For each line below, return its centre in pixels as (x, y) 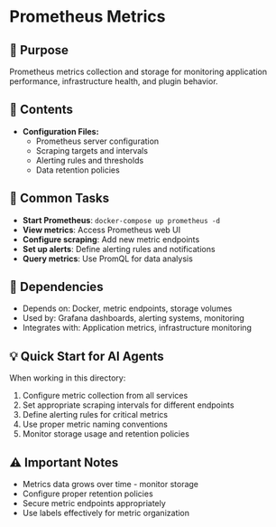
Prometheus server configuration (97, 141)
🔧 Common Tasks (60, 198)
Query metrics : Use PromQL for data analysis (108, 259)
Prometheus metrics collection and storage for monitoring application (138, 71)
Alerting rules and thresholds (90, 160)
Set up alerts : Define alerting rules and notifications (119, 249)
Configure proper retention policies (87, 494)
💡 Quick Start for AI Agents (87, 356)
